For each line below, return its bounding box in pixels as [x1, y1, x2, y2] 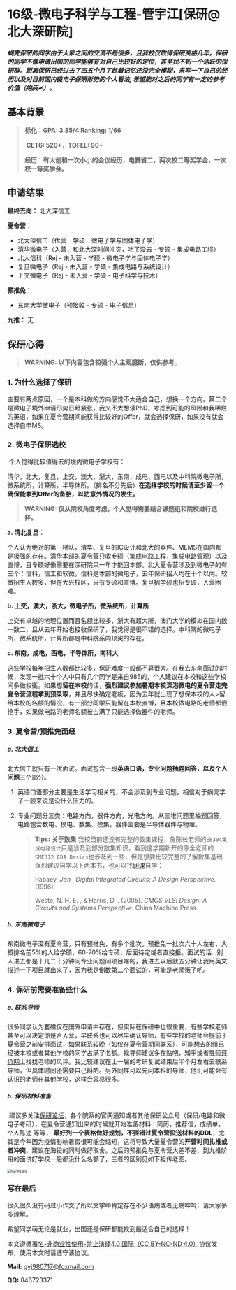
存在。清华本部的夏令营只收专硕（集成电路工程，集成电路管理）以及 [31, 552, 228, 560]
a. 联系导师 [7, 1003, 40, 1012]
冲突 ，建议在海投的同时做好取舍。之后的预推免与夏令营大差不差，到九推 [13, 1146, 221, 1154]
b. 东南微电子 [7, 920, 45, 929]
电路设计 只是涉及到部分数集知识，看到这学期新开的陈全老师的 [40, 843, 214, 852]
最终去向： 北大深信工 [7, 207, 71, 215]
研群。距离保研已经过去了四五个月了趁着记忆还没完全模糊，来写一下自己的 [7, 66, 221, 74]
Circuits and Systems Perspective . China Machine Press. [34, 903, 198, 912]
